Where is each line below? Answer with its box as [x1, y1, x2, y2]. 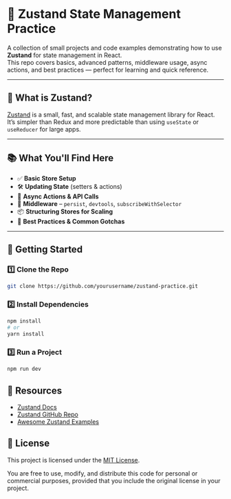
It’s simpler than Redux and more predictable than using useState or [7, 117, 199, 126]
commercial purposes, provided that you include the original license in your [7, 476, 221, 485]
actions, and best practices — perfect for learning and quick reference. [7, 65, 209, 74]
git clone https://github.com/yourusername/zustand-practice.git [7, 283, 198, 290]
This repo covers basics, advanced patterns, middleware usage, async [7, 58, 208, 66]
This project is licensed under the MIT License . [7, 456, 140, 464]
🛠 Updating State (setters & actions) [16, 182, 122, 190]
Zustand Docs [16, 403, 57, 411]
